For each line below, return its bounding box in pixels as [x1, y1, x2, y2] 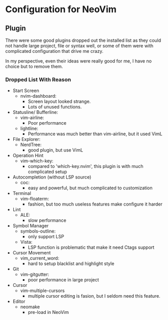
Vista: [20, 239, 33, 245]
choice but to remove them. [5, 64, 63, 69]
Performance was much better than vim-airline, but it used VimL [27, 131, 163, 137]
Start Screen [12, 88, 39, 94]
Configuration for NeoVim [5, 4, 117, 15]
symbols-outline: [20, 228, 56, 235]
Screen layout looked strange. [27, 98, 91, 105]
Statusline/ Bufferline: [12, 109, 59, 115]
